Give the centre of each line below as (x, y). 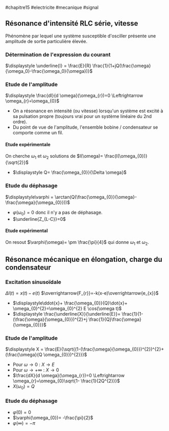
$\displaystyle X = (25, 349)
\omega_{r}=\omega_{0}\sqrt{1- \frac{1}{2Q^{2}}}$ (66, 381)
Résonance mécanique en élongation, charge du (84, 259)
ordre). (20, 122)
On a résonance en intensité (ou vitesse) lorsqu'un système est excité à (88, 111)
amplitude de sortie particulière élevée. (46, 41)
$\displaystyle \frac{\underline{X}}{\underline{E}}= (67, 314)
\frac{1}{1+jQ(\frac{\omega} (122, 66)
